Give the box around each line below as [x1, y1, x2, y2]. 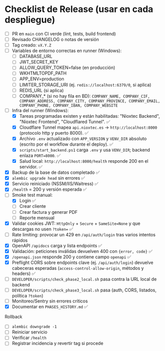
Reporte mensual [19, 214, 55, 221]
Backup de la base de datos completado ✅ [11, 169, 100, 176]
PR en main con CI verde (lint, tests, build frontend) [11, 31, 116, 37]
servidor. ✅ [19, 164, 43, 170]
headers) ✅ [11, 270, 36, 276]
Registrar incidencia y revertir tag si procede [11, 340, 104, 346]
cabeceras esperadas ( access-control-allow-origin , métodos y [11, 265, 144, 271]
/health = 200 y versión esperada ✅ [11, 186, 87, 192]
